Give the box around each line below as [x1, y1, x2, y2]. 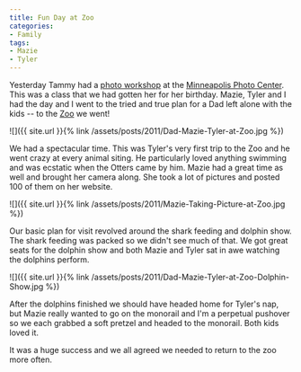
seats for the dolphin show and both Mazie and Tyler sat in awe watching [9, 244, 280, 255]
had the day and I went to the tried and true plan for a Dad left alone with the [9, 99, 292, 109]
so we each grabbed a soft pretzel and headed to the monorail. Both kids [9, 318, 279, 328]
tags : [9, 38, 30, 48]
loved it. [9, 327, 39, 338]
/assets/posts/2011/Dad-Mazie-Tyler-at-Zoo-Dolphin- [91, 271, 290, 282]
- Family [9, 30, 42, 39]
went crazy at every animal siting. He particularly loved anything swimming [9, 153, 288, 163]
